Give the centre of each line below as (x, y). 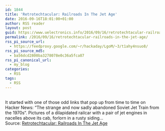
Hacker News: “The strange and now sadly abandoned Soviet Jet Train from (82, 107)
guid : (11, 33)
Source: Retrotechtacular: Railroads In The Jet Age (56, 123)
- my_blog (19, 65)
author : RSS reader (25, 23)
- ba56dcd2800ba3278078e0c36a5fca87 (47, 55)
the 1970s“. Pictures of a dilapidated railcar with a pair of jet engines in (76, 113)
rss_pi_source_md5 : (25, 51)
